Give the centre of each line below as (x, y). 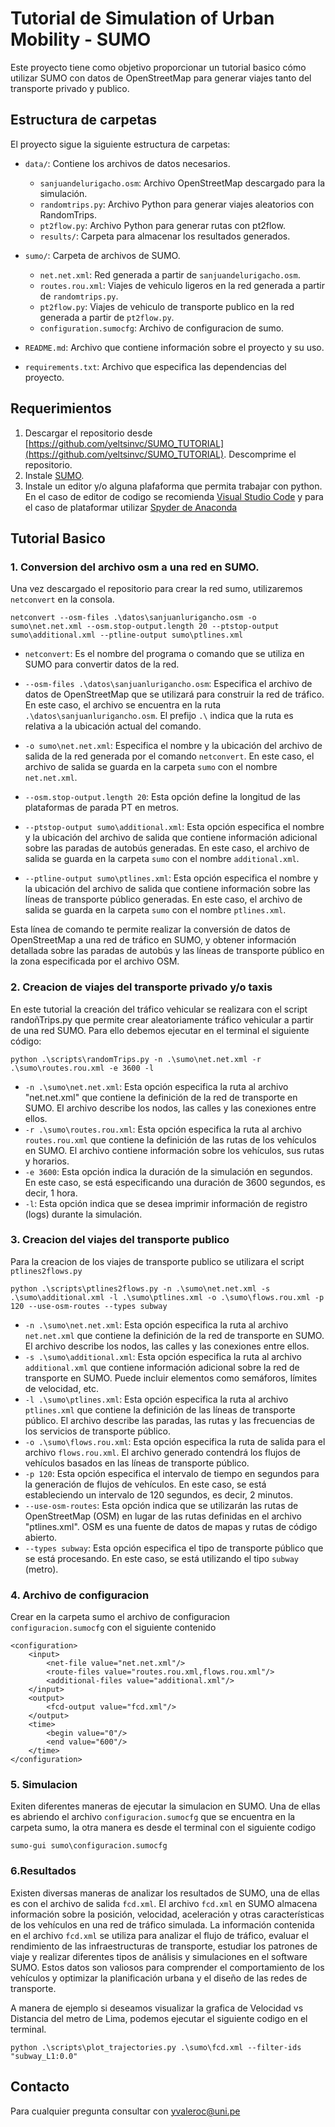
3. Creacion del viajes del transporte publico (120, 1240)
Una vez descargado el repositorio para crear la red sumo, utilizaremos (156, 589)
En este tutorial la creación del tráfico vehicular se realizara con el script (159, 1009)
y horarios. (47, 1161)
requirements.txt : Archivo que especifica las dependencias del (155, 366)
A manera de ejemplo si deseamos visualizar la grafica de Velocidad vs (157, 2008)
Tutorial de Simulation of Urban (142, 18)
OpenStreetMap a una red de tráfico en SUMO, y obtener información (153, 940)
